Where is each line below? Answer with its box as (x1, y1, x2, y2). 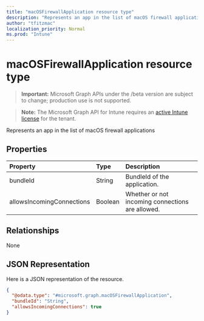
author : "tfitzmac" (6, 20, 56, 26)
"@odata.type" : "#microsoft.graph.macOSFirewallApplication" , (12, 293, 172, 299)
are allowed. (125, 205, 160, 213)
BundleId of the (125, 172, 169, 180)
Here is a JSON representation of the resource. (6, 275, 124, 282)
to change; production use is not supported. (21, 97, 132, 104)
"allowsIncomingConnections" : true (12, 304, 102, 310)
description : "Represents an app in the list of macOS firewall (6, 15, 172, 21)
